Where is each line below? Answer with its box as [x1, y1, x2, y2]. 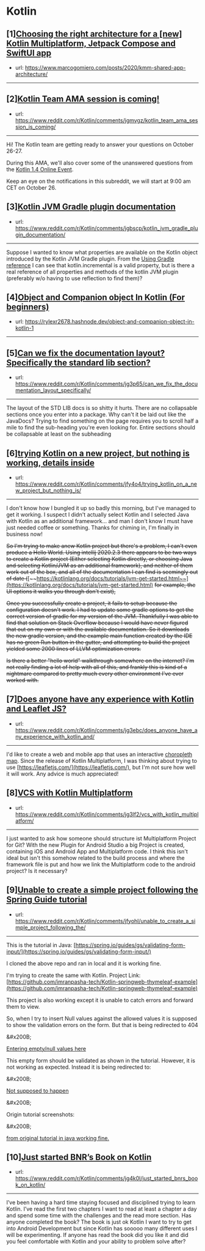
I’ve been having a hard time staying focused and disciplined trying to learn [6, 1199, 196, 1206]
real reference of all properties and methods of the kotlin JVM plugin [6, 268, 179, 275]
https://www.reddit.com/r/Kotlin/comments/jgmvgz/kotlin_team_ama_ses [15, 116, 198, 124]
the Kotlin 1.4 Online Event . [6, 165, 74, 173]
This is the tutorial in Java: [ [6, 941, 76, 949]
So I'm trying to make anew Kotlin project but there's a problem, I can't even [6, 543, 197, 550]
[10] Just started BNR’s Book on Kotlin [6, 1152, 152, 1162]
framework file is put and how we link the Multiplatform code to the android [6, 861, 196, 868]
